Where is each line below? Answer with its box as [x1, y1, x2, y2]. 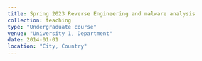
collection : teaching [7, 17, 72, 24]
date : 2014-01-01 [7, 36, 59, 43]
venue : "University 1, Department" [7, 29, 113, 37]
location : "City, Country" [7, 43, 87, 50]
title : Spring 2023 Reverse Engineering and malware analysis [7, 10, 196, 18]
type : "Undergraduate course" [7, 23, 97, 30]
